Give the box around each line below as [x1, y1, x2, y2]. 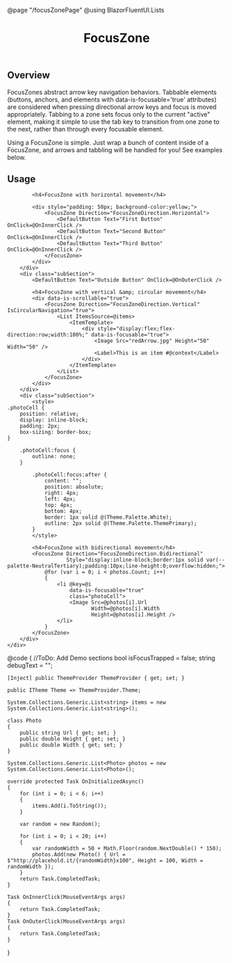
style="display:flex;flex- [97, 325, 176, 332]
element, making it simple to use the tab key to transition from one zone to [7, 118, 220, 126]
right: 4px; [44, 489, 79, 496]
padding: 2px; [19, 423, 60, 430]
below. [7, 153, 26, 161]
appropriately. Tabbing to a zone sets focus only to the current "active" [7, 110, 210, 118]
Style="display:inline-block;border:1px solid [66, 556, 204, 564]
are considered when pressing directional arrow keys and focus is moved [7, 102, 217, 111]
